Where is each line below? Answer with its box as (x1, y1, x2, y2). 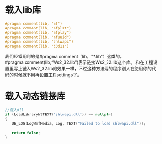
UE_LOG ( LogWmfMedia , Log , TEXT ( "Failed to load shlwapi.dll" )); (11, 121, 146, 126)
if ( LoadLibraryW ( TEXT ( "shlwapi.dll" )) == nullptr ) (5, 112, 113, 117)
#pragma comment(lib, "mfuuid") (5, 35, 71, 40)
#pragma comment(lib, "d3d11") (5, 44, 69, 49)
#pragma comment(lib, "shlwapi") (5, 39, 74, 44)
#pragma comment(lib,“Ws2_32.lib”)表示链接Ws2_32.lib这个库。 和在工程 (5, 59, 153, 65)
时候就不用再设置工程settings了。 (13, 72, 82, 78)
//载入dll (5, 108, 24, 113)
